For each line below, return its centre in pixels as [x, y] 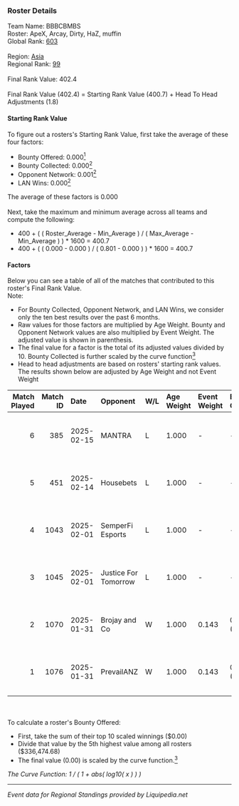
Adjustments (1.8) [33, 102]
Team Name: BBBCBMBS [44, 26]
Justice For [119, 573]
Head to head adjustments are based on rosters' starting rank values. [119, 364]
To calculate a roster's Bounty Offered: [64, 722]
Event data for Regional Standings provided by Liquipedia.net [98, 795]
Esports [113, 534]
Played [23, 405]
